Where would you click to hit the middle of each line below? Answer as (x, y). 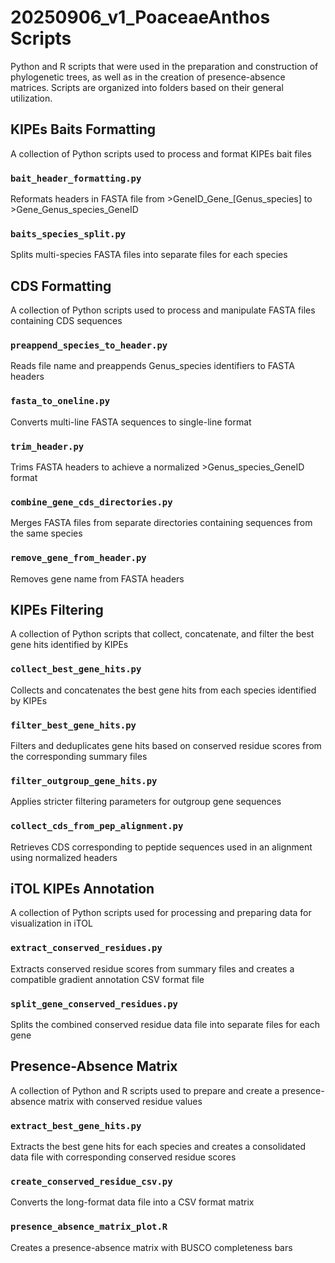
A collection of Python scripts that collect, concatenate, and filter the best (162, 634)
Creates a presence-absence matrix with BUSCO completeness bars (151, 1247)
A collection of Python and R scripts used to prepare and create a (145, 1090)
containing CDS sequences (66, 321)
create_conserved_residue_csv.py (91, 1182)
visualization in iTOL (51, 923)
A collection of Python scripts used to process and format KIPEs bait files (161, 153)
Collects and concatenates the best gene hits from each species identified (163, 690)
